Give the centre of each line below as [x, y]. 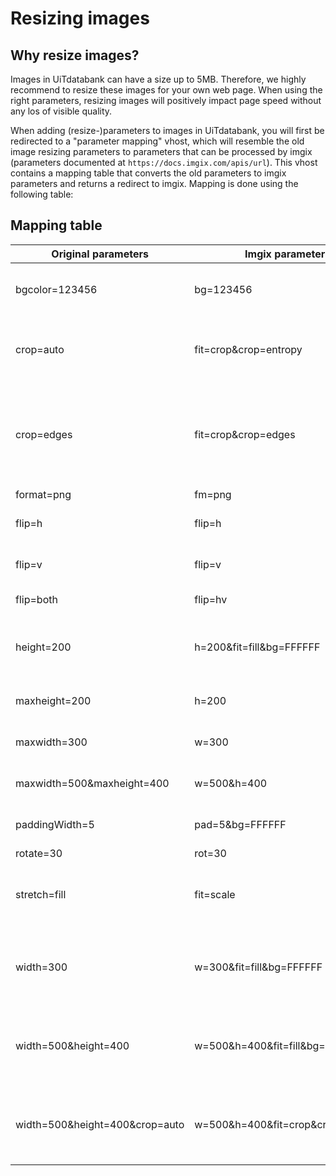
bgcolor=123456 [56, 289]
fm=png [213, 494]
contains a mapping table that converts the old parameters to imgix [148, 173]
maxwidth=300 [51, 742]
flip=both [36, 599]
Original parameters [100, 254]
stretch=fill [41, 894]
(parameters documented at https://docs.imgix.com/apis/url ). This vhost [164, 162]
